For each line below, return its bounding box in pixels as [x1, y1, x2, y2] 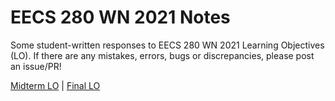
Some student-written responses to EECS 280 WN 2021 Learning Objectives [10, 39, 325, 51]
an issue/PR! [10, 60, 62, 72]
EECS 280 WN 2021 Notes [10, 6, 231, 29]
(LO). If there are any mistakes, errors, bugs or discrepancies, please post [10, 49, 315, 61]
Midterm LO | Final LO [10, 79, 101, 91]
